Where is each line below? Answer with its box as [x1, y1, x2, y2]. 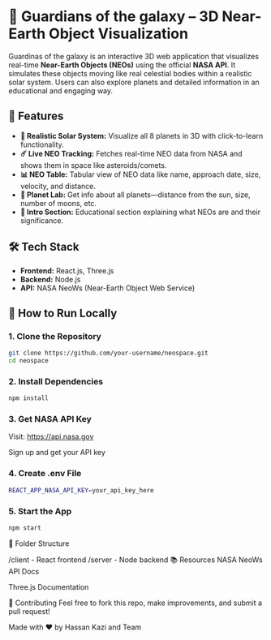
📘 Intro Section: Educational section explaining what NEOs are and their [19, 207, 261, 217]
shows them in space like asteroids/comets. [19, 160, 167, 170]
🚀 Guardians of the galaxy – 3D [8, 7, 219, 26]
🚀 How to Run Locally [8, 306, 118, 320]
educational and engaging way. [8, 85, 114, 96]
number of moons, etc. [19, 198, 97, 208]
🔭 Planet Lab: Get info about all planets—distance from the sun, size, [19, 190, 251, 200]
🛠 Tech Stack [8, 240, 80, 254]
